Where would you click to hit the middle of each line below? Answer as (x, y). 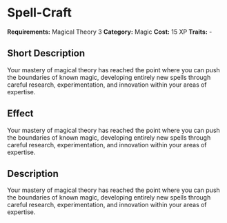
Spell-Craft (40, 13)
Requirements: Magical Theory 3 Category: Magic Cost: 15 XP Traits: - (110, 32)
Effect (20, 114)
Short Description (46, 53)
